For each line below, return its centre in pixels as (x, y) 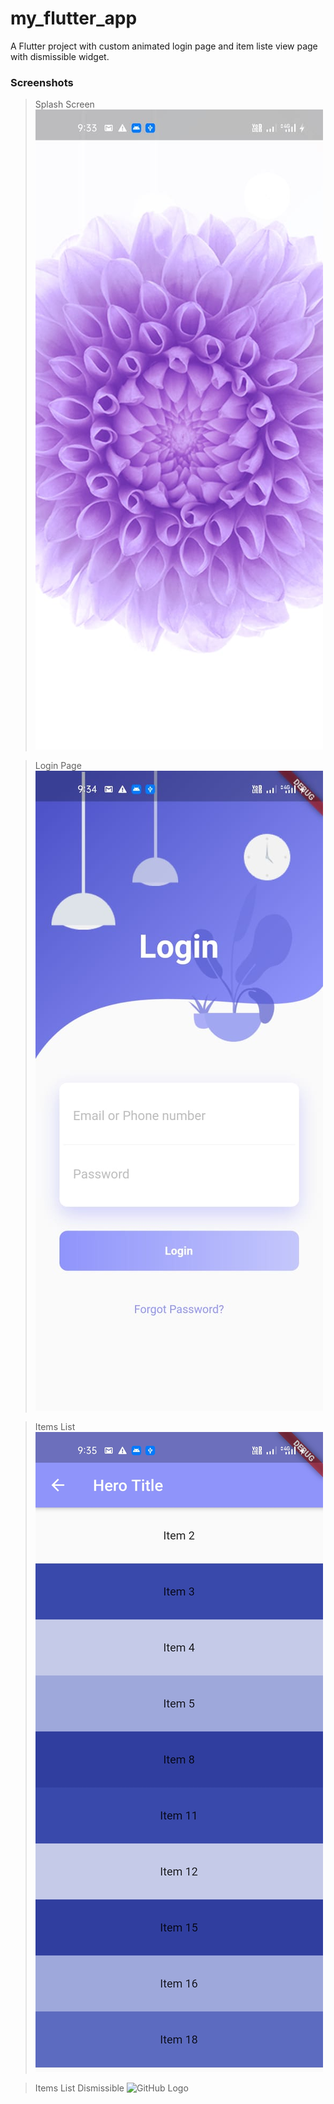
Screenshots (42, 82)
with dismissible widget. (60, 56)
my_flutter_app (74, 18)
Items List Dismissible (79, 2088)
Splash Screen (64, 104)
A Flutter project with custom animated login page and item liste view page (164, 46)
